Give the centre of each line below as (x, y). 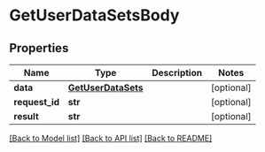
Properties (39, 48)
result (27, 116)
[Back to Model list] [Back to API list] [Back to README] (111, 138)
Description (177, 73)
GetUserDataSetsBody (94, 15)
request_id (37, 102)
